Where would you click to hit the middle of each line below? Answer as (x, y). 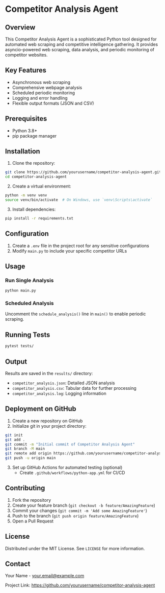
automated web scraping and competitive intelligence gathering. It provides (82, 44)
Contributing (25, 488)
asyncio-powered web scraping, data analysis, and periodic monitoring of (80, 50)
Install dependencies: (34, 209)
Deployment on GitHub (41, 409)
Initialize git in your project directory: (49, 426)
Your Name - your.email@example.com (45, 576)
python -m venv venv (26, 195)
